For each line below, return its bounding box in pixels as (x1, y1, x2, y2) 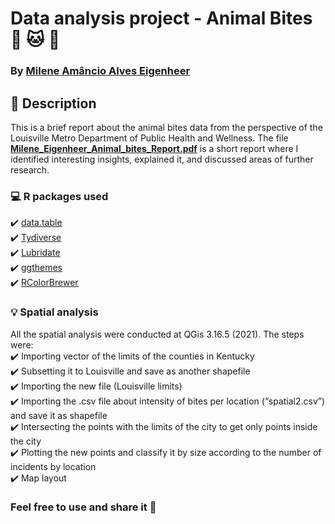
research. (10, 163, 50, 176)
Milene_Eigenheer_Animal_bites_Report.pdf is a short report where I (10, 142, 299, 154)
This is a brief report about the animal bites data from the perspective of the (10, 121, 323, 133)
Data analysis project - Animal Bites (10, 7, 313, 30)
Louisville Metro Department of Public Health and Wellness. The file (10, 132, 289, 144)
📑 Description (10, 95, 97, 112)
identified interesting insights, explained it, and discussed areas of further (10, 153, 314, 165)
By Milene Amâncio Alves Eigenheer (10, 64, 191, 78)
